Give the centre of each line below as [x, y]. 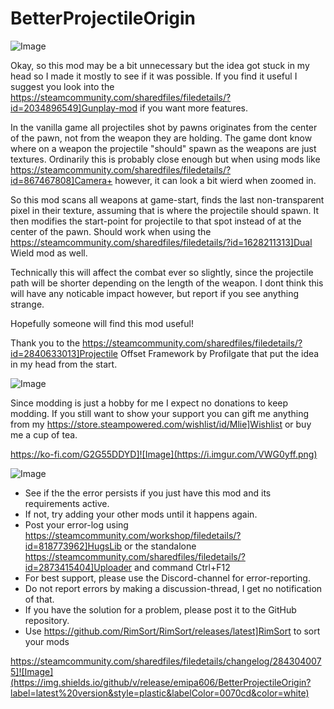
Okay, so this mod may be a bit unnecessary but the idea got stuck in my [160, 65]
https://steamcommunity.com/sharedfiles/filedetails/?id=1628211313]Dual [161, 242]
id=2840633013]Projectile [64, 353]
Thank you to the [45, 343]
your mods [47, 641]
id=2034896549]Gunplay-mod [74, 108]
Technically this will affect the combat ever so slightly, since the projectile [162, 272]
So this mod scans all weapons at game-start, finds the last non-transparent [167, 199]
